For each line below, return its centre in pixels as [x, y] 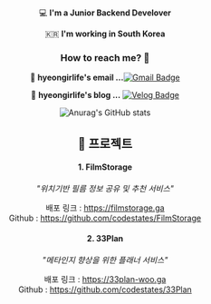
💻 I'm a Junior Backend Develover [105, 13]
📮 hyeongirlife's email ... [77, 78]
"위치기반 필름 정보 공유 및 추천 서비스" [105, 188]
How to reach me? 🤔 [105, 57]
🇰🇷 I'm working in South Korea [105, 34]
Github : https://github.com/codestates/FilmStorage [105, 218]
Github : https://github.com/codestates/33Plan [105, 289]
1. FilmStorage [105, 167]
